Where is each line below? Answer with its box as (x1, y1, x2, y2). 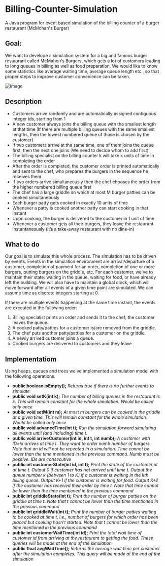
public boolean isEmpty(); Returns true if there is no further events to (12, 383, 154, 389)
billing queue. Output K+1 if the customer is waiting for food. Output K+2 (12, 478, 159, 484)
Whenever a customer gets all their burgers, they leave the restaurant (12, 221, 154, 227)
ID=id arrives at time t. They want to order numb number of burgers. (12, 441, 151, 446)
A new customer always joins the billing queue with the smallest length (12, 121, 156, 127)
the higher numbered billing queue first (12, 184, 92, 190)
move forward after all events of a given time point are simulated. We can (5, 285, 154, 291)
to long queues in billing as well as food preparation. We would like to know (5, 63, 158, 69)
